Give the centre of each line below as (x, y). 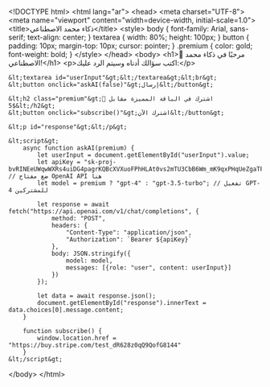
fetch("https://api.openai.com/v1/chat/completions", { (104, 212)
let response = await (74, 204)
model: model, (89, 261)
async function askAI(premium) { (79, 148)
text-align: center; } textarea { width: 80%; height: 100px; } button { (138, 37)
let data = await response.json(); (97, 296)
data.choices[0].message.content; (66, 310)
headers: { (70, 225)
